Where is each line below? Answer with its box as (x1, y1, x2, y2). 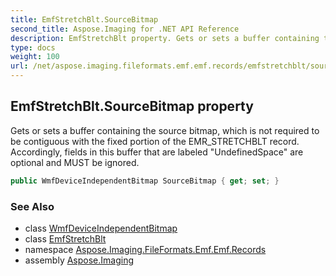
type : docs (10, 42, 56, 53)
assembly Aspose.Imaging (24, 254, 135, 266)
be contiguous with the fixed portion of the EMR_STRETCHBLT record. (10, 135, 300, 147)
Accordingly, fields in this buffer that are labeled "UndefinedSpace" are (10, 146, 304, 158)
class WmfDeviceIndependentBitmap (24, 222, 178, 234)
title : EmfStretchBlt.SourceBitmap (10, 14, 159, 25)
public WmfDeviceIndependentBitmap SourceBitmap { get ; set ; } (10, 176, 280, 186)
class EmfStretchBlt (24, 232, 107, 245)
